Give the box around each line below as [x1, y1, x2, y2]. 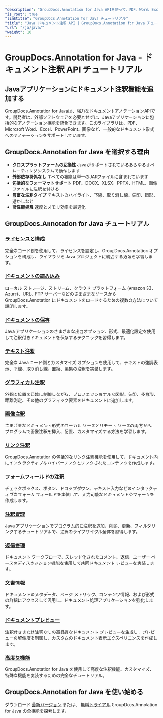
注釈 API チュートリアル [48, 64, 142, 75]
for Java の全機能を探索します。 [5, 708, 69, 714]
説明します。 [5, 303, 31, 309]
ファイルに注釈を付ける [12, 186, 59, 192]
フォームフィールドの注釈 [5, 473, 65, 480]
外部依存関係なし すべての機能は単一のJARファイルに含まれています [12, 173, 149, 180]
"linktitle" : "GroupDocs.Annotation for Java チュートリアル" [5, 16, 129, 21]
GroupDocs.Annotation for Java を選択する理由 [5, 148, 150, 156]
